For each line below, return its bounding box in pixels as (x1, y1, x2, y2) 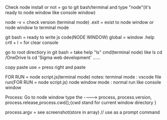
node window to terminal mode (5, 24, 69, 30)
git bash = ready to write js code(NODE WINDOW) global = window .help (5, 34, 155, 40)
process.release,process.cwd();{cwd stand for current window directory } (5, 99, 157, 105)
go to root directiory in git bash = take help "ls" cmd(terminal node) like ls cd (5, 49, 163, 55)
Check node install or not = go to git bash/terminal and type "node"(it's (5, 4, 151, 10)
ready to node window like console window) (5, 9, 96, 15)
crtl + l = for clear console (5, 39, 59, 45)
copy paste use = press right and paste (5, 64, 86, 70)
